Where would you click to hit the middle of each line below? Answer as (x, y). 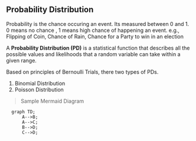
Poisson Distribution (39, 89)
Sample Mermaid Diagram (52, 101)
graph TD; (23, 112)
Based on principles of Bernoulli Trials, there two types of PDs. (82, 72)
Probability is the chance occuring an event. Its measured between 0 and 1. (98, 24)
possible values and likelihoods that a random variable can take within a (94, 54)
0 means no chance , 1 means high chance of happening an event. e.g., (93, 30)
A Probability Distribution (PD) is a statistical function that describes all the (98, 48)
